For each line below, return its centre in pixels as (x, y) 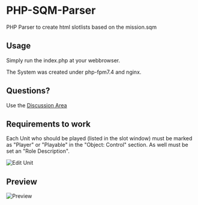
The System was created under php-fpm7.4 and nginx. (74, 72)
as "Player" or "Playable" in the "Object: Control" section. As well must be (97, 145)
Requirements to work (49, 124)
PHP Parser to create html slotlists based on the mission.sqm (82, 27)
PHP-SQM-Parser (51, 10)
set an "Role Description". (38, 151)
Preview (22, 181)
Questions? (28, 91)
